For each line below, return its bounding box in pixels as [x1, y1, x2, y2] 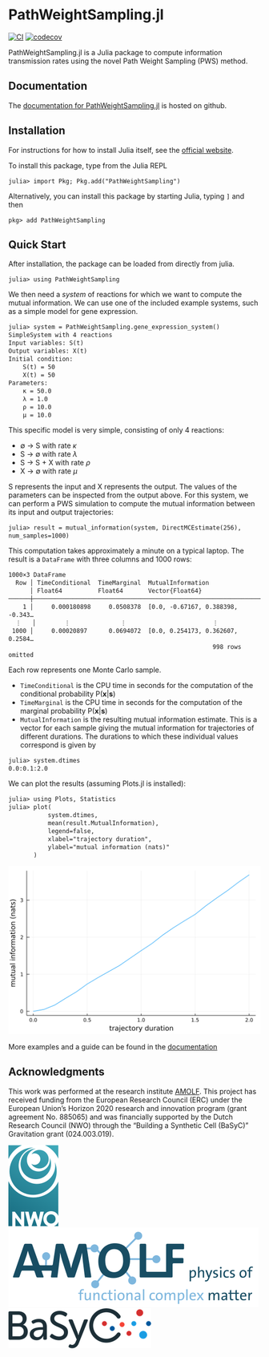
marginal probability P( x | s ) [19, 707, 108, 716]
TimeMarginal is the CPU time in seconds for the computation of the [19, 698, 243, 707]
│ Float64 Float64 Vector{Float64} [29, 587, 203, 595]
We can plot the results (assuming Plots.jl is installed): [8, 779, 187, 788]
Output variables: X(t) [8, 347, 88, 356]
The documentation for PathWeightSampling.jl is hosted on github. [8, 100, 227, 110]
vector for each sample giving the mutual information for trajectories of [19, 723, 255, 733]
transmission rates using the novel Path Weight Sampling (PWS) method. [8, 56, 248, 66]
